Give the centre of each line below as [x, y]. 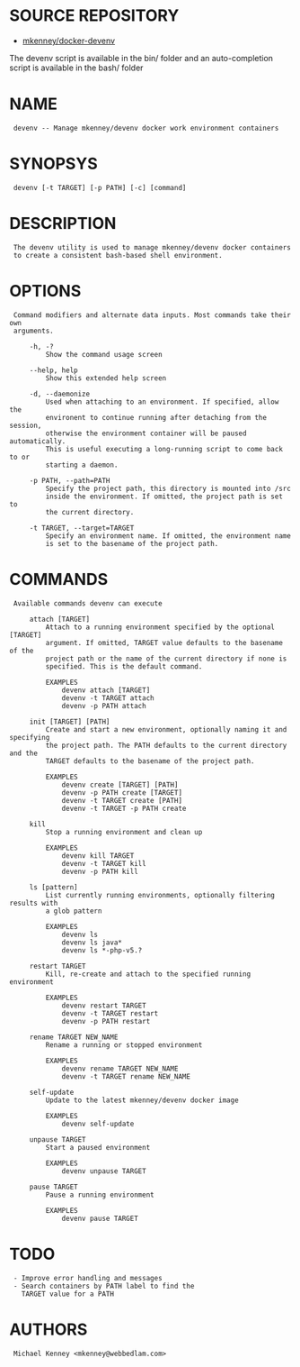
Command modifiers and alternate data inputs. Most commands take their [152, 315]
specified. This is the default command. [124, 666]
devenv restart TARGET [104, 1006]
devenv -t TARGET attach [108, 698]
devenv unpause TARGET [104, 1171]
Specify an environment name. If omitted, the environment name [168, 536]
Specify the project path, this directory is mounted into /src [168, 488]
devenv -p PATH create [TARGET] [122, 793]
